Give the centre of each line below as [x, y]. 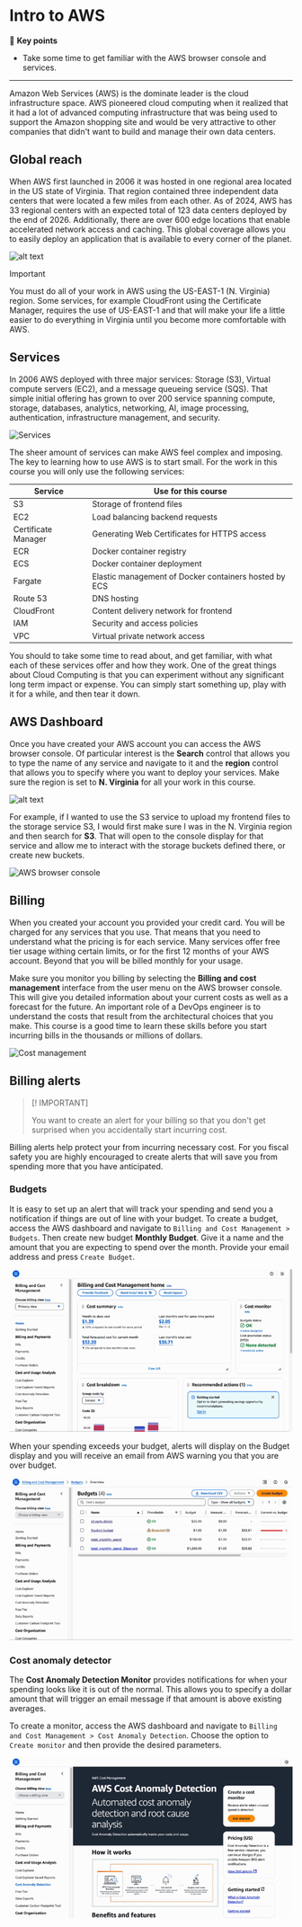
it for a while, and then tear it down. [75, 694]
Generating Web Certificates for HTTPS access [179, 534]
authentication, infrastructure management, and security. [115, 417]
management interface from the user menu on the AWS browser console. [146, 987]
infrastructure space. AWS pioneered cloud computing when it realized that [149, 102]
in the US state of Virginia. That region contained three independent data [144, 191]
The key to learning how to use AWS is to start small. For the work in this [143, 462]
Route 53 [30, 598]
